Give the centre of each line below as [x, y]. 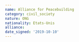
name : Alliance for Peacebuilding [40, 9]
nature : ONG [17, 18]
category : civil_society [30, 14]
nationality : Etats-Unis [30, 23]
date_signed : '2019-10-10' [32, 32]
